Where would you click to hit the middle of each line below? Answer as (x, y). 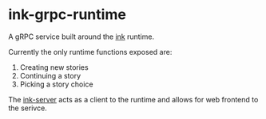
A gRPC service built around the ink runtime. (81, 36)
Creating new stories (54, 67)
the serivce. (28, 108)
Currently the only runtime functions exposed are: (90, 52)
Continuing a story (50, 75)
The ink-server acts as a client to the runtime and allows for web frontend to (133, 99)
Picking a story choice (56, 84)
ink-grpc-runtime (67, 15)
